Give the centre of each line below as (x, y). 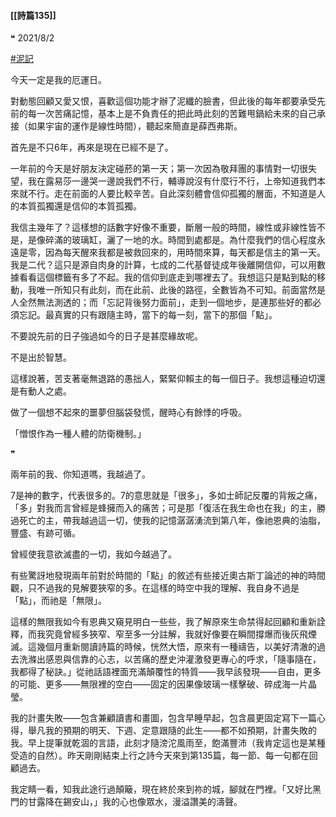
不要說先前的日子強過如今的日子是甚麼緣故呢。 (106, 336)
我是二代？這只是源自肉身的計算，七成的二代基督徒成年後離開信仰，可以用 (163, 265)
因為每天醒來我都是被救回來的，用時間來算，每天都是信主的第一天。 (185, 252)
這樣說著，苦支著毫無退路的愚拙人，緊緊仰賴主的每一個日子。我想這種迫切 (163, 379)
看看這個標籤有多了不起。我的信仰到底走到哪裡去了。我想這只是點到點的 (167, 277)
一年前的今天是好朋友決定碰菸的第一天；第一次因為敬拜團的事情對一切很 (159, 169)
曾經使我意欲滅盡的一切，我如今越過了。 (93, 554)
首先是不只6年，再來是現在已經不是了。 (92, 147)
